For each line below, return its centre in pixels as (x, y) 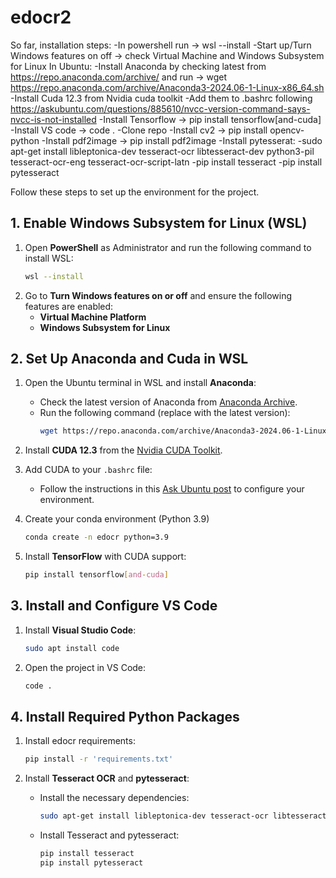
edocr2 (41, 17)
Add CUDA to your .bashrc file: (88, 470)
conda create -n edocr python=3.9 (96, 537)
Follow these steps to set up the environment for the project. (135, 192)
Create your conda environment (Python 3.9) (117, 519)
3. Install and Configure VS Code (114, 606)
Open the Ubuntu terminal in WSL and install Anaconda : (140, 383)
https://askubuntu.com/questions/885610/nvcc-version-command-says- (160, 108)
